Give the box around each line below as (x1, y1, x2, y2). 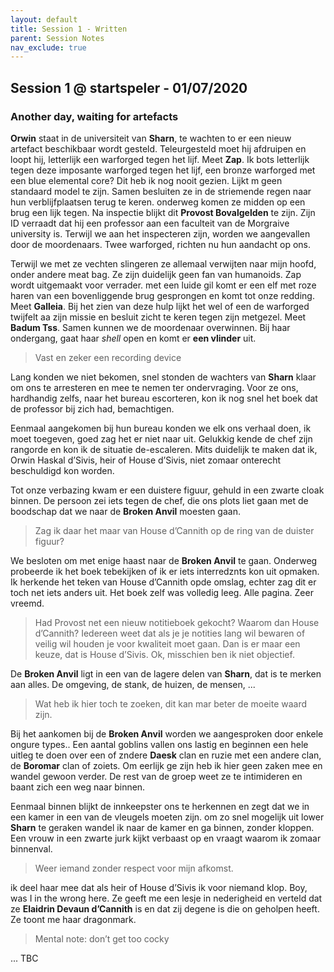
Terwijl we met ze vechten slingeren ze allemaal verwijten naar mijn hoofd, (10, 257, 317, 270)
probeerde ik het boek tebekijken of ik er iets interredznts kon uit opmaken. (10, 565, 320, 577)
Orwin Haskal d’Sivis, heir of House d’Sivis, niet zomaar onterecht (10, 454, 282, 466)
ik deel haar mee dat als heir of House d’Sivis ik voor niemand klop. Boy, (10, 881, 308, 893)
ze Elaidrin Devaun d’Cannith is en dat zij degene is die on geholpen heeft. (10, 902, 320, 915)
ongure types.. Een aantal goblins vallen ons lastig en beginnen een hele (10, 738, 309, 750)
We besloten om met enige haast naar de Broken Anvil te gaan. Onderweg (10, 554, 318, 566)
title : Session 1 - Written (10, 24, 128, 34)
